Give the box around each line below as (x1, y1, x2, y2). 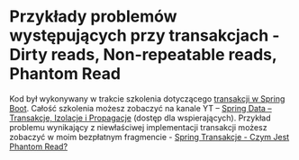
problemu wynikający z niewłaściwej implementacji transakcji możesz (9, 121, 267, 132)
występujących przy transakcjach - (9, 25, 280, 46)
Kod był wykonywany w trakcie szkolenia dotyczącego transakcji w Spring (9, 93, 285, 104)
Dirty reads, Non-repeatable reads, (9, 45, 277, 65)
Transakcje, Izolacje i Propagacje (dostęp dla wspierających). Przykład (9, 112, 272, 123)
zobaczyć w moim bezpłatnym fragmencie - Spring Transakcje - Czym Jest (9, 131, 290, 142)
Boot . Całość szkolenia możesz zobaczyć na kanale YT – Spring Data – (9, 102, 272, 113)
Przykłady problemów (9, 6, 177, 27)
